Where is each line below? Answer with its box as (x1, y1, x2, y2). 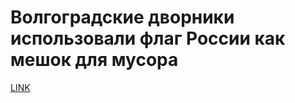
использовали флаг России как (10, 27, 286, 50)
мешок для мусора (10, 49, 179, 71)
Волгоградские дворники (10, 6, 235, 29)
